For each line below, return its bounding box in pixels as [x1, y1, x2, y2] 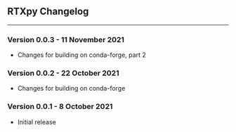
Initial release [17, 117, 56, 126]
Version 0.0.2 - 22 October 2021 [7, 68, 119, 78]
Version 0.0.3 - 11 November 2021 [7, 34, 125, 44]
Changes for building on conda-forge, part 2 [17, 51, 146, 59]
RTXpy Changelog [7, 6, 89, 18]
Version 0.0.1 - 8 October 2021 [7, 102, 113, 112]
